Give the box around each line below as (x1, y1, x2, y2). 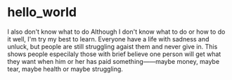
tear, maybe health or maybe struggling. (7, 65, 123, 73)
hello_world (7, 4, 77, 20)
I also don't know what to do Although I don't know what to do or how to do (7, 27, 226, 36)
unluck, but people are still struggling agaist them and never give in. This (7, 42, 218, 51)
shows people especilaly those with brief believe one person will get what (7, 50, 221, 58)
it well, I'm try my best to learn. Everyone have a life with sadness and (7, 34, 210, 43)
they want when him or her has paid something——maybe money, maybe (7, 57, 220, 65)
